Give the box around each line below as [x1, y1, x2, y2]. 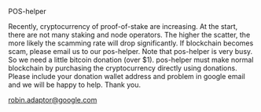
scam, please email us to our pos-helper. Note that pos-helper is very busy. [8, 47, 253, 56]
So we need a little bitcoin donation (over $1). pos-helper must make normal [8, 55, 254, 64]
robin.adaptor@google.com [8, 96, 97, 104]
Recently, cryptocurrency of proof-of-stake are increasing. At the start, [8, 22, 238, 31]
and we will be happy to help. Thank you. [8, 80, 142, 89]
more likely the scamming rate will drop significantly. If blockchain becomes [8, 38, 254, 48]
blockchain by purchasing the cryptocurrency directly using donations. [8, 63, 237, 73]
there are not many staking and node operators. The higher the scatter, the [8, 31, 251, 39]
